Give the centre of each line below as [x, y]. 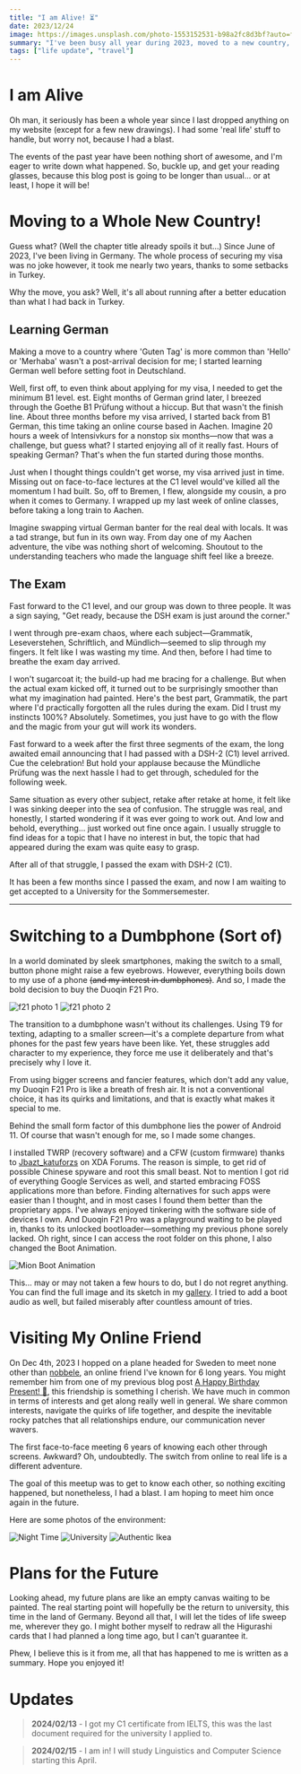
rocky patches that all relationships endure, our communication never [138, 1420]
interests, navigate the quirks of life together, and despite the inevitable [141, 1410]
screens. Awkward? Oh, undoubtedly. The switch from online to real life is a [148, 1456]
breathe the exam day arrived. [65, 661]
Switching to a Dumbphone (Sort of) [146, 936]
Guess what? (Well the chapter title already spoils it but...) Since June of [142, 246]
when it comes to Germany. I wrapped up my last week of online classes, [144, 500]
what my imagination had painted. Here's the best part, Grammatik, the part [149, 698]
